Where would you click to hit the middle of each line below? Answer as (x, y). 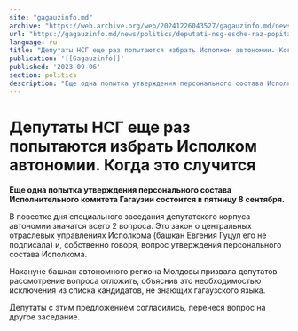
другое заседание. (45, 317)
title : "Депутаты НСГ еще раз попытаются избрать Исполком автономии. (142, 51)
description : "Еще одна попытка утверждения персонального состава (137, 83)
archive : (25, 26)
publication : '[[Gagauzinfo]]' (67, 59)
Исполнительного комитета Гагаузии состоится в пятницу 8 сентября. (147, 199)
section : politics (43, 75)
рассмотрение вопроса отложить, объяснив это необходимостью (135, 280)
